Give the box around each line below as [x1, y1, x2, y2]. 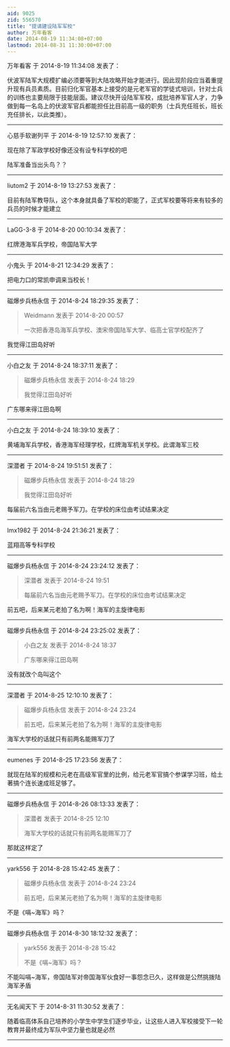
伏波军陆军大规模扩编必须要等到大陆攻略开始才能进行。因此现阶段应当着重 [7, 76, 217, 84]
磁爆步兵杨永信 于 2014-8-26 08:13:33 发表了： [7, 800, 141, 808]
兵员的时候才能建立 [7, 205, 62, 212]
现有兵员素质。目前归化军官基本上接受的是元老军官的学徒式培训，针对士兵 [12, 85, 223, 93]
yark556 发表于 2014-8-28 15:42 [23, 944, 116, 952]
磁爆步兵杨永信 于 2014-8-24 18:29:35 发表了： [7, 297, 140, 305]
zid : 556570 [7, 16, 41, 23]
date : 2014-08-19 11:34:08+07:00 [7, 36, 103, 42]
